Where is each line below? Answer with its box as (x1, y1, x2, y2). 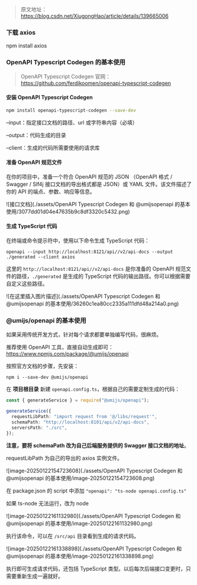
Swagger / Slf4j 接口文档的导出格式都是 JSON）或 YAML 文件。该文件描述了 (6, 181, 192, 188)
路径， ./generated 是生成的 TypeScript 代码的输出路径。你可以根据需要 (16, 273, 191, 280)
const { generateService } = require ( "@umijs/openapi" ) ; (6, 397, 150, 403)
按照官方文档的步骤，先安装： (6, 362, 79, 370)
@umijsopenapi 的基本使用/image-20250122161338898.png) (6, 552, 154, 559)
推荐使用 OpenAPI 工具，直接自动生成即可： (6, 344, 114, 351)
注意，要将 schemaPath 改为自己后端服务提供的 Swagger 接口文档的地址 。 (6, 442, 190, 449)
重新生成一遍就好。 (16, 573, 63, 580)
